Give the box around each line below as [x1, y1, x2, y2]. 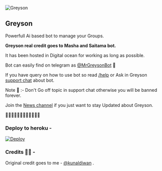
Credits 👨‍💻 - [5, 149, 35, 156]
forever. [5, 92, 22, 98]
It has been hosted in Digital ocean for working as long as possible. [5, 52, 145, 58]
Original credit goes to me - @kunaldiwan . [5, 160, 94, 166]
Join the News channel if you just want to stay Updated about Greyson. [5, 102, 153, 108]
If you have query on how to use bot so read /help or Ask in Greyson [5, 72, 147, 78]
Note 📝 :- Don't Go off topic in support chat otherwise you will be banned [5, 87, 157, 93]
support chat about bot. [5, 77, 55, 83]
